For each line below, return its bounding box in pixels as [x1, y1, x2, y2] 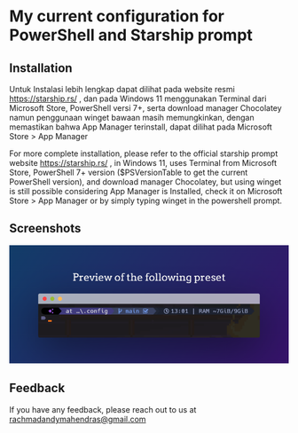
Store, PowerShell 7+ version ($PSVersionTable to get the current [9, 167, 248, 177]
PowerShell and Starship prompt [9, 25, 253, 45]
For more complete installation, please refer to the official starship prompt [9, 148, 278, 159]
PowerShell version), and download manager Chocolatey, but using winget [9, 177, 282, 187]
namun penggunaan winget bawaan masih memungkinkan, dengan [9, 113, 255, 122]
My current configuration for [9, 6, 224, 27]
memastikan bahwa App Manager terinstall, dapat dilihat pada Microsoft [9, 122, 272, 132]
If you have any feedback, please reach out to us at [9, 404, 197, 414]
